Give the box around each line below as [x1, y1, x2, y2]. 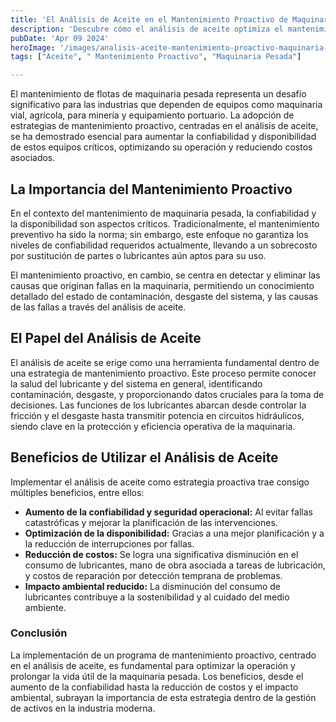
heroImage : [10, 42, 56, 53]
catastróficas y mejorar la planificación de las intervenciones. [24, 516, 278, 528]
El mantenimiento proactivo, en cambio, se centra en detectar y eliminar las [10, 269, 321, 281]
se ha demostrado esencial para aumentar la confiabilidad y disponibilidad [10, 131, 317, 143]
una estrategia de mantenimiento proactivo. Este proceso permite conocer [10, 367, 317, 379]
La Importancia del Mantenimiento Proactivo [10, 181, 293, 198]
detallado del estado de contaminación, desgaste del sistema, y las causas [10, 290, 319, 302]
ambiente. [24, 601, 67, 613]
